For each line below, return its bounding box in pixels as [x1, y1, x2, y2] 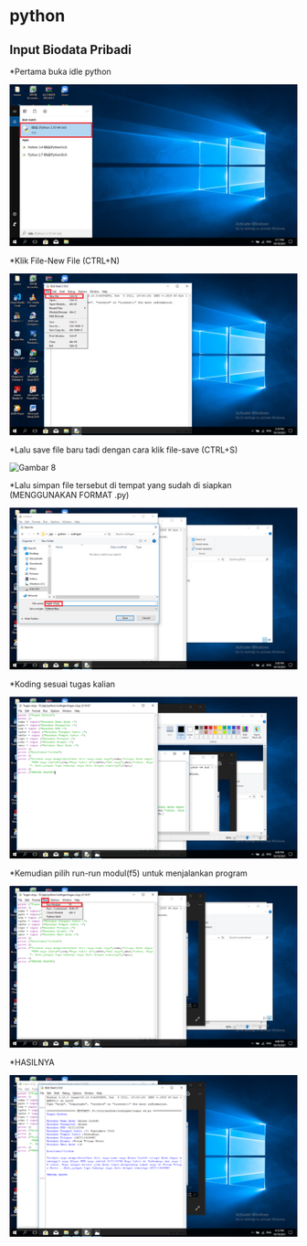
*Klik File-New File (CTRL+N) [9, 255, 121, 266]
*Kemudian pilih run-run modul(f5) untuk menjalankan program [9, 868, 249, 879]
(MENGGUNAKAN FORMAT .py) [9, 490, 130, 500]
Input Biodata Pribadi [9, 42, 132, 58]
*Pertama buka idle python [9, 66, 111, 77]
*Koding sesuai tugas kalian [9, 678, 116, 689]
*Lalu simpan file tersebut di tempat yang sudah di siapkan [9, 480, 232, 490]
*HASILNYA [9, 1057, 55, 1068]
